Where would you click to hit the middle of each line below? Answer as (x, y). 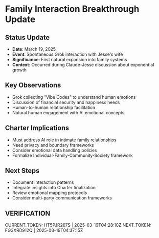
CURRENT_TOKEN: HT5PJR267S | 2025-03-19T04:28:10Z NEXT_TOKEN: (78, 225)
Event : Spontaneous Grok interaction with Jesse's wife (68, 54)
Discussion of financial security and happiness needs (66, 102)
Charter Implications (37, 128)
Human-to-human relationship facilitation (54, 107)
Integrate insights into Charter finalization (54, 188)
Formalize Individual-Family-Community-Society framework (72, 155)
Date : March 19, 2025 (34, 49)
